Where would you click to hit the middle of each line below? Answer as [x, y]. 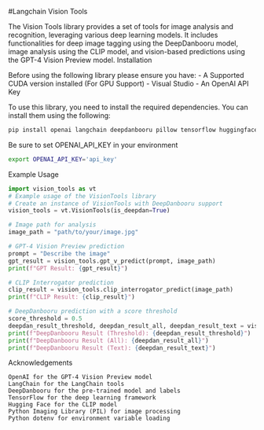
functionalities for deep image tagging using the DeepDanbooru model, [123, 43]
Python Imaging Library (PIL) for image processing [94, 412]
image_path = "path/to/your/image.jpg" [73, 232]
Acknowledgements [40, 363]
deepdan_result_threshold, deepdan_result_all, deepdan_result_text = [126, 325]
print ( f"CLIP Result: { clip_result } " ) [71, 297]
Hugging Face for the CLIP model [63, 405]
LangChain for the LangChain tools [66, 384]
